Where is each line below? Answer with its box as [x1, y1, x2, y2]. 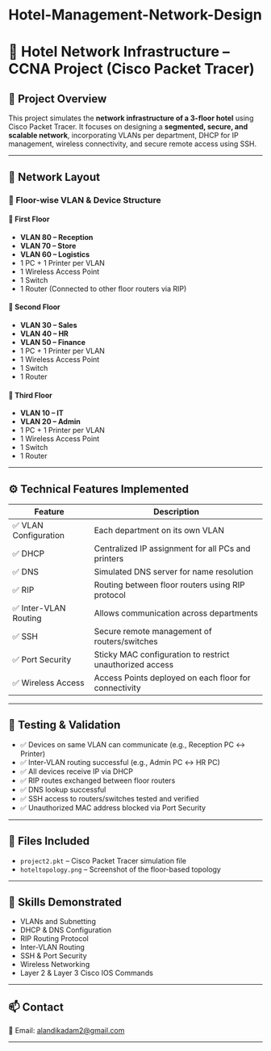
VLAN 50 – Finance [19, 337, 86, 347]
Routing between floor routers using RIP [94, 579, 245, 591]
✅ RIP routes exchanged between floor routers [19, 776, 176, 785]
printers [94, 553, 124, 564]
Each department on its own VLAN [94, 524, 224, 536]
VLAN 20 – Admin [19, 417, 81, 427]
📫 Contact [8, 1000, 65, 1014]
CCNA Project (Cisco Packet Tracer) [8, 60, 255, 78]
